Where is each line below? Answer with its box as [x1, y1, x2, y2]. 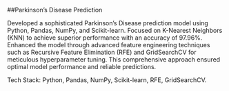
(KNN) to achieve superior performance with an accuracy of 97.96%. [7, 34, 203, 42]
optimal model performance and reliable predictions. [7, 63, 157, 70]
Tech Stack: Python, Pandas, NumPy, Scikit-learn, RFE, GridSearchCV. [7, 76, 207, 84]
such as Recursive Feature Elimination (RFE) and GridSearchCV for [7, 48, 197, 56]
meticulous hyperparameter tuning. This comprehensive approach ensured [7, 55, 221, 64]
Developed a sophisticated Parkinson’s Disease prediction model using [7, 19, 208, 27]
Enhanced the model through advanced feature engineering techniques [7, 41, 210, 49]
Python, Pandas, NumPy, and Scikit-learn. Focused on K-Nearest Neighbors [7, 27, 223, 34]
